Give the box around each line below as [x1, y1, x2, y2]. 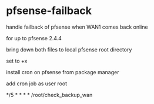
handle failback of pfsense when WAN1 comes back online [6, 23, 148, 30]
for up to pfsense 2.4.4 [6, 34, 62, 41]
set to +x [6, 57, 28, 64]
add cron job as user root [6, 80, 68, 87]
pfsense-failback [6, 4, 92, 18]
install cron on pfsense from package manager [6, 68, 119, 75]
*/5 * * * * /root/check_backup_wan [6, 91, 93, 98]
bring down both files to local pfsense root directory [6, 46, 132, 53]
